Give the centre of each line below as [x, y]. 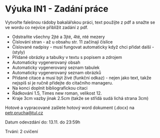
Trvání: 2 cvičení [22, 131]
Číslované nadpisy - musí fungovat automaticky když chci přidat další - [83, 47]
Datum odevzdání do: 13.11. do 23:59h [43, 122]
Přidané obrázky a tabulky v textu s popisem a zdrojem [67, 57]
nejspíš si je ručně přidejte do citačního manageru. [63, 83]
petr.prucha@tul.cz [24, 112]
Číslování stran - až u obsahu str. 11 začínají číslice [62, 41]
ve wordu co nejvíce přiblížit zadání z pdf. [47, 27]
